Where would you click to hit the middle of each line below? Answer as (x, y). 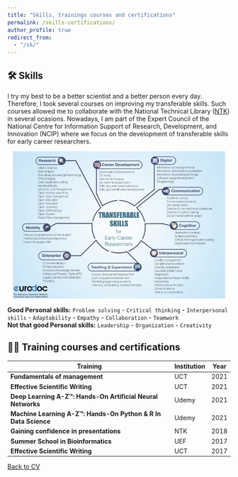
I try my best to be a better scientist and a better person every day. (105, 96)
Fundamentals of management (57, 377)
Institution (190, 366)
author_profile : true (39, 30)
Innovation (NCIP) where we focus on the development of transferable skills (118, 133)
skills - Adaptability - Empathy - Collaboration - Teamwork (93, 317)
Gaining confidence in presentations (66, 431)
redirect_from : (30, 38)
